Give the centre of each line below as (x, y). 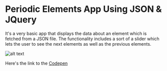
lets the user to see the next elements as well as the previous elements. (78, 44)
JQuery (21, 20)
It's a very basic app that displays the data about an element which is (76, 33)
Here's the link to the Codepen (37, 63)
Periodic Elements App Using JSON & (83, 9)
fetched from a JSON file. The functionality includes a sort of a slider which (83, 39)
